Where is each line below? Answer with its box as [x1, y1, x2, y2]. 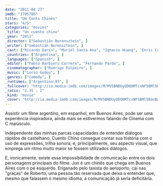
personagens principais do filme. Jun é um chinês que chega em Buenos [5, 160, 151, 166]
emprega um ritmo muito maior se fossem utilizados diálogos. [5, 146, 129, 152]
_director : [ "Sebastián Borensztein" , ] [5, 39, 88, 44]
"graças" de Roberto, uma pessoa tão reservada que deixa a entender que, [5, 170, 155, 176]
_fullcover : [5, 83, 29, 89]
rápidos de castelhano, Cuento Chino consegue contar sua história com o [5, 135, 152, 141]
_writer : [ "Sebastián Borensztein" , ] [5, 43, 83, 48]
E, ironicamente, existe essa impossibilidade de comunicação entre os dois [5, 155, 155, 161]
